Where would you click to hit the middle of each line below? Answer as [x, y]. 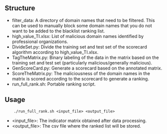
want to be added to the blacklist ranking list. [58, 31]
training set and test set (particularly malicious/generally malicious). [82, 62]
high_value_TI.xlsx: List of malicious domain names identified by [78, 36]
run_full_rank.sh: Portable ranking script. [54, 84]
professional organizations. [40, 41]
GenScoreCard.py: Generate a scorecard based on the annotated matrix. [87, 68]
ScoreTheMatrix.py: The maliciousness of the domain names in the [81, 73]
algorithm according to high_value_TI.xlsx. [55, 52]
